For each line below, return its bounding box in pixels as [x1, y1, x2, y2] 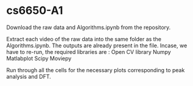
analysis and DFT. [6, 73, 52, 80]
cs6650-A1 [6, 4, 63, 18]
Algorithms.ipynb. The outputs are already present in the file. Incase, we [6, 42, 188, 49]
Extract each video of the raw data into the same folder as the [6, 35, 161, 42]
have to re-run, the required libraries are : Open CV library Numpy [6, 48, 172, 55]
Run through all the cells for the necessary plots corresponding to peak [6, 66, 185, 73]
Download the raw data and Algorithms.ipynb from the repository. [6, 24, 171, 31]
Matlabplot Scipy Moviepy [6, 55, 72, 62]
